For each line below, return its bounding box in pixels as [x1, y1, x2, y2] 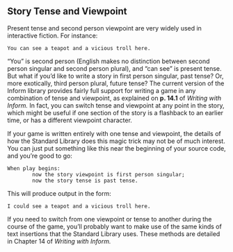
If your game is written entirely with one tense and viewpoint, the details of [7, 129, 221, 137]
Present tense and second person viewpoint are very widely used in [7, 24, 202, 32]
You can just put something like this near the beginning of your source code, [7, 144, 226, 152]
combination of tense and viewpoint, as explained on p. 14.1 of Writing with [7, 94, 222, 102]
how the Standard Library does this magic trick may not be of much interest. [7, 137, 226, 145]
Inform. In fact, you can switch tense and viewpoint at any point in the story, [7, 101, 225, 110]
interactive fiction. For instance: [7, 31, 98, 40]
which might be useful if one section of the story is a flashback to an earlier [7, 108, 224, 117]
